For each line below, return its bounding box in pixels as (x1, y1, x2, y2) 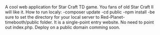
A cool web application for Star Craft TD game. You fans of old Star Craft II (5, 4, 154, 10)
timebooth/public (5, 19, 39, 25)
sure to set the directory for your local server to (5, 14, 100, 20)
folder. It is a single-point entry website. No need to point (40, 19, 154, 25)
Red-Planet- (100, 14, 125, 20)
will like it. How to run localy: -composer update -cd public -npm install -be (5, 9, 155, 15)
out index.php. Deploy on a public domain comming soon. (5, 24, 120, 30)
